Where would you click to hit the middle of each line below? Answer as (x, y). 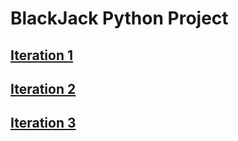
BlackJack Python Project (119, 18)
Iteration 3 (43, 123)
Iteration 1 (42, 55)
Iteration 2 (43, 88)
